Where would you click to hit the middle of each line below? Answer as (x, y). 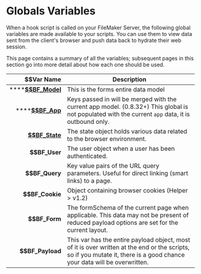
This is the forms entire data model (116, 89)
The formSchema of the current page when (128, 208)
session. (16, 47)
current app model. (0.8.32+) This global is (127, 106)
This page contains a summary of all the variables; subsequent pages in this (100, 58)
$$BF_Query (43, 173)
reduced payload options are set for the (122, 223)
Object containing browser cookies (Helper (127, 190)
